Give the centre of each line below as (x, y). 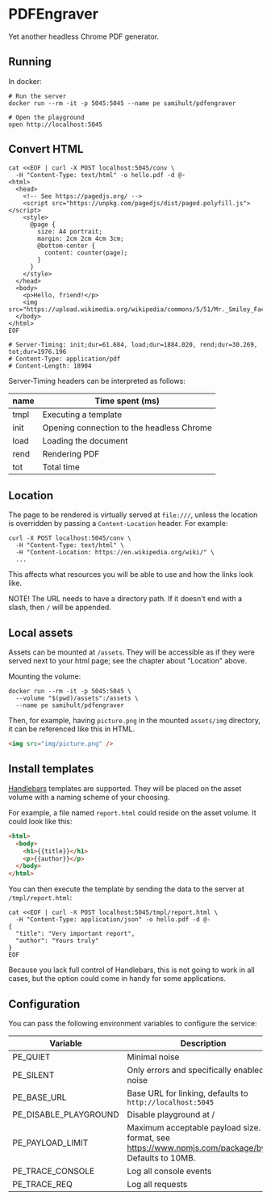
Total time (61, 467)
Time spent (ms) (127, 401)
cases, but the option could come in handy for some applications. (117, 979)
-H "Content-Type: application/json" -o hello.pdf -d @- (113, 920)
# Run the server (38, 96)
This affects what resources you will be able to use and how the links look (131, 575)
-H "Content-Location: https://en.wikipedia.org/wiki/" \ (115, 553)
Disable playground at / (171, 1114)
